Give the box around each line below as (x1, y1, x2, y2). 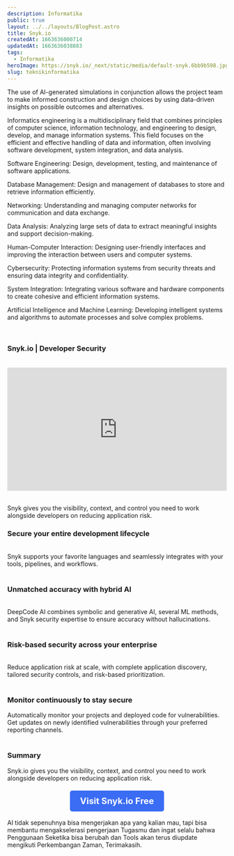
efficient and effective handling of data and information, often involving (7, 138, 211, 146)
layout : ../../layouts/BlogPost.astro (7, 23, 120, 30)
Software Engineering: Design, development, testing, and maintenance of (7, 159, 217, 167)
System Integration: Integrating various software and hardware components (7, 284, 225, 293)
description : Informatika (7, 10, 82, 17)
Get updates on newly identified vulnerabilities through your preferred (7, 719, 208, 727)
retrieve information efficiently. (7, 188, 95, 196)
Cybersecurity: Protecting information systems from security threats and (7, 263, 216, 272)
